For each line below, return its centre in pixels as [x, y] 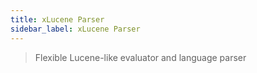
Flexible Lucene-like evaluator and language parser [140, 57]
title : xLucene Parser [57, 19]
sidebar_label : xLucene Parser [75, 29]
